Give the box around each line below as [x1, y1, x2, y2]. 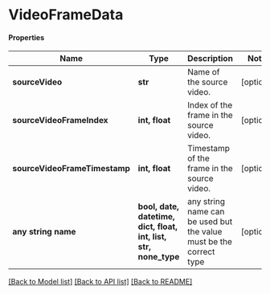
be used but [187, 216, 233, 227]
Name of [187, 67, 220, 78]
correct [187, 247, 215, 258]
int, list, [137, 231, 167, 243]
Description [187, 53, 233, 64]
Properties [8, 32, 45, 42]
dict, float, [137, 221, 178, 232]
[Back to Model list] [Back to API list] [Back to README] [8, 277, 193, 287]
